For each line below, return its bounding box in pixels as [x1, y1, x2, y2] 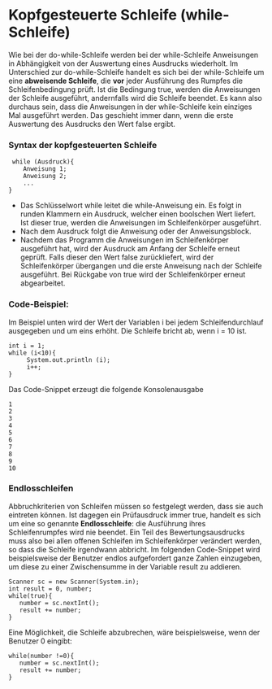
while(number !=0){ [8, 652, 75, 660]
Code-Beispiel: [8, 299, 69, 310]
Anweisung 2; [23, 172, 67, 181]
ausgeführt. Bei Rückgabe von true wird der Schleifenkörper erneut [19, 270, 246, 280]
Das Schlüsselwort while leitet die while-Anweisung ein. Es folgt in [19, 201, 242, 211]
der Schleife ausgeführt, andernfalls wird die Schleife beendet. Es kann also [8, 93, 262, 102]
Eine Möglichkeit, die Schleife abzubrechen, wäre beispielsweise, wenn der [8, 627, 261, 637]
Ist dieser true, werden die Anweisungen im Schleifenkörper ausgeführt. [19, 218, 261, 228]
